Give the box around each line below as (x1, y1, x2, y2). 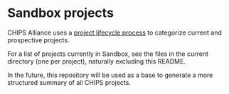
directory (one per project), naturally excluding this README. (7, 57, 186, 65)
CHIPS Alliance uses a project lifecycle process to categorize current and (7, 28, 223, 37)
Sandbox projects (7, 5, 114, 21)
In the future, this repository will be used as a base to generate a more (7, 71, 213, 79)
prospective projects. (7, 35, 70, 44)
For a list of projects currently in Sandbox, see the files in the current (7, 49, 208, 58)
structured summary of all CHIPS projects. (7, 78, 132, 86)
